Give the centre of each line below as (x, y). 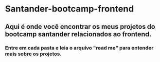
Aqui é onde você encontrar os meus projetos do (80, 27)
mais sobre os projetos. (33, 54)
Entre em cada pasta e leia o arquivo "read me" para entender (80, 48)
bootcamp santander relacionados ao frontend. (78, 34)
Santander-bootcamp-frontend (70, 9)
